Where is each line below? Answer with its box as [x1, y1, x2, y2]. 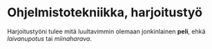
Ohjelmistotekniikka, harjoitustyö [7, 5, 202, 20]
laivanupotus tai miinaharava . [7, 34, 92, 42]
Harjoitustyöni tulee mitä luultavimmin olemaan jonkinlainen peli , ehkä [7, 27, 206, 35]
